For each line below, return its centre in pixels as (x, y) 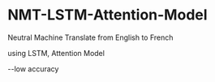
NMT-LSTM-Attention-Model (107, 15)
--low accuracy (33, 69)
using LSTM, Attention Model (56, 53)
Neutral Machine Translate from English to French (90, 37)
